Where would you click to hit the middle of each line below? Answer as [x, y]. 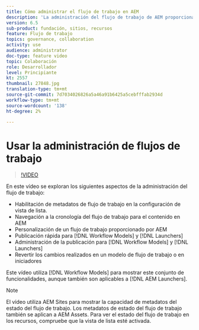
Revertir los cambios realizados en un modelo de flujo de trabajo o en [99, 255]
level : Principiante [32, 73]
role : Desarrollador [32, 67]
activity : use [24, 45]
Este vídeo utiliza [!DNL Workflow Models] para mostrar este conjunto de [95, 273]
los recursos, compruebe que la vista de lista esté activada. [79, 321]
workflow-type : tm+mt [33, 100]
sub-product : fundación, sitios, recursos [59, 28]
